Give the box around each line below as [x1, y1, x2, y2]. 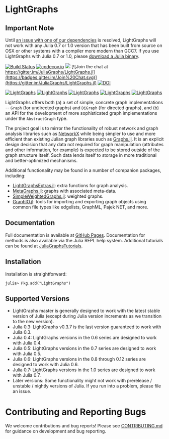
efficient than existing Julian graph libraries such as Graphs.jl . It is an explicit [5, 136, 164, 142]
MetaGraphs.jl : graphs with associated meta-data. [12, 188, 117, 194]
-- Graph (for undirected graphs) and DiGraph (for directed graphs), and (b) [5, 105, 159, 111]
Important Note [5, 24, 54, 32]
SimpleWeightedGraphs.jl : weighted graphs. [12, 193, 104, 199]
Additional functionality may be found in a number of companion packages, [5, 167, 161, 173]
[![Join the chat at [71, 64, 108, 69]
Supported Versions [5, 294, 69, 303]
